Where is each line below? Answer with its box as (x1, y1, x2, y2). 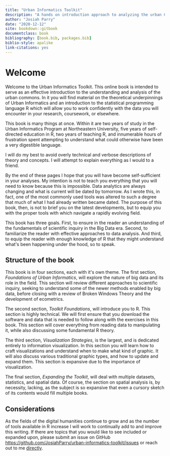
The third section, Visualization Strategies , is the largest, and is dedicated (5, 337, 159, 343)
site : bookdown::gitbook (5, 26, 58, 31)
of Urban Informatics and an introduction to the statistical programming (5, 100, 154, 106)
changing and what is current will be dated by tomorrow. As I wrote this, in (5, 188, 160, 194)
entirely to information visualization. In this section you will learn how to (5, 343, 154, 349)
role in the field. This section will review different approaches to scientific (5, 280, 158, 286)
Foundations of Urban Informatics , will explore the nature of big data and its (5, 274, 164, 281)
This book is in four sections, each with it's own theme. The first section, (5, 269, 157, 275)
